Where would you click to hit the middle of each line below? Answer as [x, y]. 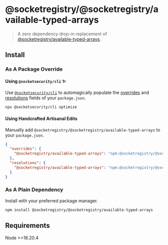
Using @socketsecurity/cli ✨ [35, 81]
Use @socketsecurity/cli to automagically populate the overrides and [77, 93]
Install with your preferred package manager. [51, 201]
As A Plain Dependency [34, 190]
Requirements [27, 226]
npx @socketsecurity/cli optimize [41, 107]
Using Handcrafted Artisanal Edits [41, 118]
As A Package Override [34, 69]
